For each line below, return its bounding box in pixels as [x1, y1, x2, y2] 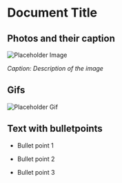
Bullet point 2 [17, 155, 55, 163]
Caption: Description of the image [7, 64, 103, 72]
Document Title [7, 5, 98, 21]
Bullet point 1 [17, 141, 54, 150]
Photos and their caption [7, 33, 116, 44]
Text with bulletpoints [7, 123, 103, 134]
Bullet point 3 [17, 168, 55, 176]
